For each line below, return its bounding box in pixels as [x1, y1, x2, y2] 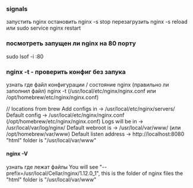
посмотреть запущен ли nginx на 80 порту [6, 39, 137, 47]
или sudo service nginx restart [6, 24, 81, 31]
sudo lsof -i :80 [6, 53, 44, 60]
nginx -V [6, 150, 28, 157]
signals [6, 5, 28, 13]
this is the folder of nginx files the [101, 170, 183, 177]
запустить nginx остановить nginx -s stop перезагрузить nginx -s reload [6, 18, 188, 26]
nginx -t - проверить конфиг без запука [6, 68, 126, 76]
